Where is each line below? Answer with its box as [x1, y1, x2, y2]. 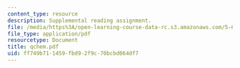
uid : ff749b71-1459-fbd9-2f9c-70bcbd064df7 [7, 50, 139, 57]
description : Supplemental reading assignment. [7, 17, 152, 24]
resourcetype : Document [7, 37, 79, 44]
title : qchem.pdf [7, 43, 59, 50]
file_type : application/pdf [7, 30, 91, 38]
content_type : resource [7, 10, 79, 18]
